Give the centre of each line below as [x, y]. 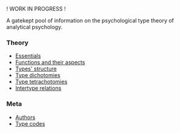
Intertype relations [38, 88]
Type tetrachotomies [41, 82]
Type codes [30, 123]
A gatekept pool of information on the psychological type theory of [90, 20]
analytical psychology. [34, 27]
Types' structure [36, 69]
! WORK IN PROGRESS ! [36, 9]
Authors [25, 117]
